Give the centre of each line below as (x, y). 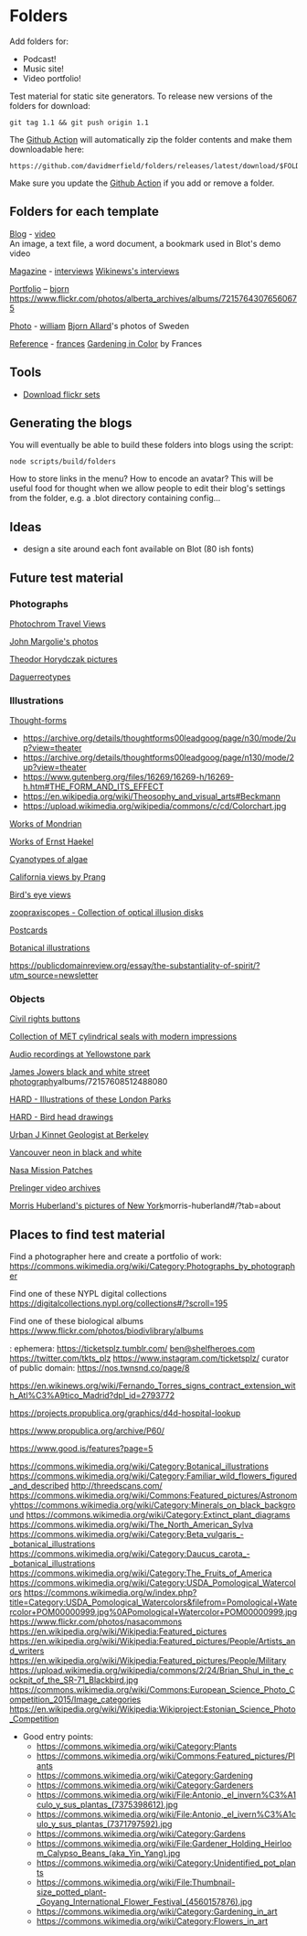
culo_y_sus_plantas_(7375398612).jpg (107, 1805)
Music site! (43, 69)
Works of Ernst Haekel (52, 841)
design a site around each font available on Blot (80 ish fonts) (138, 549)
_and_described (39, 1486)
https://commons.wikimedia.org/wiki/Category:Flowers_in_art (152, 1921)
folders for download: (50, 105)
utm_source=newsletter (54, 976)
